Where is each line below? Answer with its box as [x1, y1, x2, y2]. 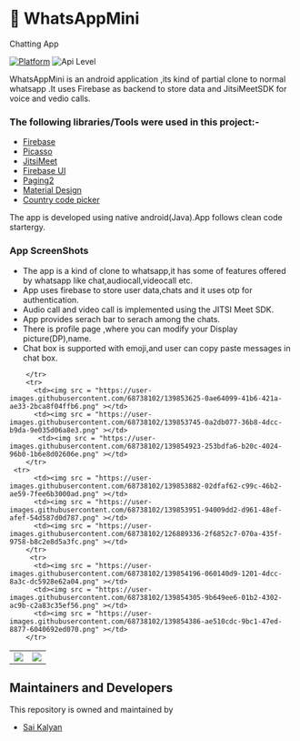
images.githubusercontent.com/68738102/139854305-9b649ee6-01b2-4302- [9, 593, 283, 602]
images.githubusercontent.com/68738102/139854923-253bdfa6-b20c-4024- [9, 442, 283, 451]
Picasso [22, 146, 53, 157]
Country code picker [22, 195, 100, 206]
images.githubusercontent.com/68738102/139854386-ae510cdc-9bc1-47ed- [9, 616, 283, 626]
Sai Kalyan [22, 722, 63, 733]
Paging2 [22, 175, 55, 186]
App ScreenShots [9, 245, 89, 258]
